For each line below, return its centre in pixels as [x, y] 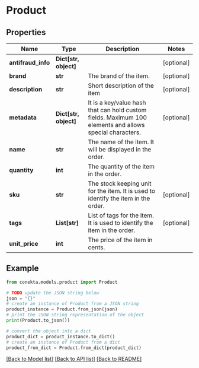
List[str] [67, 223]
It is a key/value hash [117, 103]
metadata [23, 118]
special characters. [114, 132]
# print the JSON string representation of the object [75, 315]
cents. [97, 247]
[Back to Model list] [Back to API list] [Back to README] [74, 359]
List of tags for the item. [121, 215]
